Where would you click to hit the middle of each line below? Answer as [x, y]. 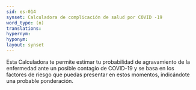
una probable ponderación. [40, 80]
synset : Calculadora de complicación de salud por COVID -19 [84, 17]
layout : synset [25, 45]
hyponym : [17, 39]
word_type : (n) [25, 23]
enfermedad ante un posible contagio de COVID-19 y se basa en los [90, 68]
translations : [24, 28]
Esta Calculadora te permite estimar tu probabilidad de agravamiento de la [98, 62]
